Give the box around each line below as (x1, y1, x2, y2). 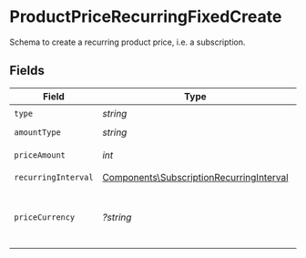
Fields (9, 63, 46, 78)
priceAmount (14, 150, 66, 160)
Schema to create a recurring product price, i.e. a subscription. (9, 36, 246, 47)
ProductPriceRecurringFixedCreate (9, 6, 282, 27)
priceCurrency (14, 212, 76, 222)
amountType (14, 128, 61, 138)
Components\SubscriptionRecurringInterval (102, 171, 289, 184)
